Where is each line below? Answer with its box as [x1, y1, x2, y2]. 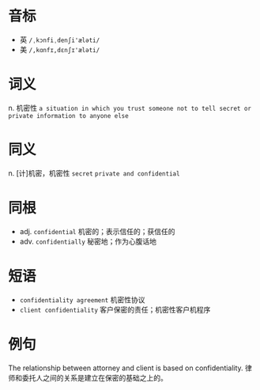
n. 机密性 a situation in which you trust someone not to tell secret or [8, 103, 251, 112]
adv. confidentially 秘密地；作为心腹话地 [19, 237, 156, 246]
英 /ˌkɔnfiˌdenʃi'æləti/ [19, 35, 100, 44]
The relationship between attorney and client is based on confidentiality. [8, 363, 243, 373]
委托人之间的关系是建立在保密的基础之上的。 [21, 373, 168, 382]
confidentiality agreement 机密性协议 [19, 294, 145, 305]
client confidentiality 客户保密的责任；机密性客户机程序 [19, 305, 211, 314]
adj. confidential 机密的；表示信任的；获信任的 [19, 226, 175, 236]
